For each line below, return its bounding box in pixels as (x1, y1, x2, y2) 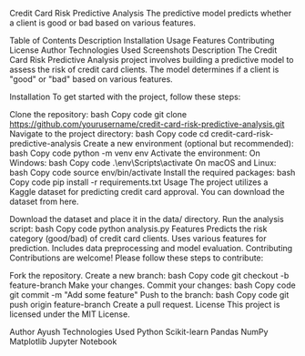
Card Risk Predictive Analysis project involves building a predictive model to (9, 55, 294, 65)
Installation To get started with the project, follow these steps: (9, 91, 241, 102)
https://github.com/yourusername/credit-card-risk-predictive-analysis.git (9, 118, 285, 129)
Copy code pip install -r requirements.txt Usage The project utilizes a (9, 177, 269, 188)
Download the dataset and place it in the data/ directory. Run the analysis (9, 214, 284, 224)
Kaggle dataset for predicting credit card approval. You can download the (9, 187, 285, 197)
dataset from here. (9, 196, 79, 207)
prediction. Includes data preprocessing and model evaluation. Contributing (9, 243, 293, 253)
